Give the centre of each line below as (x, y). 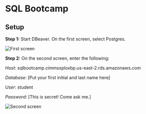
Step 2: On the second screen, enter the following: (57, 58)
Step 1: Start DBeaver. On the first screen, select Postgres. (65, 39)
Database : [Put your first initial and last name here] (58, 77)
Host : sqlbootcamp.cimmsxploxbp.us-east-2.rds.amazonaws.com (73, 68)
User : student (19, 87)
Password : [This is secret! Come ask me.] (48, 97)
